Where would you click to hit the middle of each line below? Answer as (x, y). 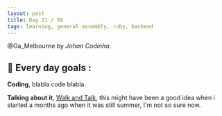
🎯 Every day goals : (49, 67)
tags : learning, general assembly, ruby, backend (80, 26)
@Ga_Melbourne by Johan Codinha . (59, 46)
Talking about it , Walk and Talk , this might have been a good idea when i (111, 98)
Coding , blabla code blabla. (47, 84)
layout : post (26, 13)
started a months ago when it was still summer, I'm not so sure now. (104, 105)
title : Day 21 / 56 (35, 20)
